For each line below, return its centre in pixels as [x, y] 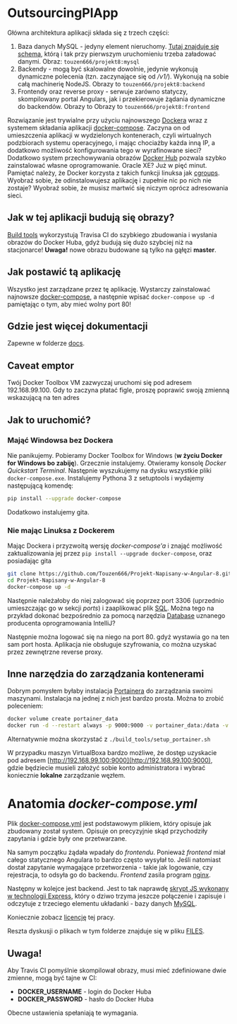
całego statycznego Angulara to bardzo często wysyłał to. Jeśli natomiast [114, 860]
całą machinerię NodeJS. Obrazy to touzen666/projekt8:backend [111, 84]
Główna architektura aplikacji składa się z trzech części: [89, 33]
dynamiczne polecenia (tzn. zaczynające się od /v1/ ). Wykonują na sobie [123, 76]
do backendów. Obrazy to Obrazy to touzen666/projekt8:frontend [114, 106]
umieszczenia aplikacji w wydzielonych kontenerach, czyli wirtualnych [109, 135]
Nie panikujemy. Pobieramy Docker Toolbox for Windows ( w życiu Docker [115, 455]
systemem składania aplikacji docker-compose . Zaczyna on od [99, 127]
